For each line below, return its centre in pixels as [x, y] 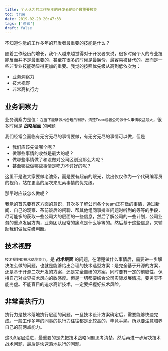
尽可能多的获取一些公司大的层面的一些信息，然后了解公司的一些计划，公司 [82, 216]
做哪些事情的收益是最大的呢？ [43, 153]
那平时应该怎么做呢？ [27, 193]
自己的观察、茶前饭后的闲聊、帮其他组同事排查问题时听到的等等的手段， [88, 210]
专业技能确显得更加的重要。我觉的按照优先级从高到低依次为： [77, 66]
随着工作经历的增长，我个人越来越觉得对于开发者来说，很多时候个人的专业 [82, 54]
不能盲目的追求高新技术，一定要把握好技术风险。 [73, 284]
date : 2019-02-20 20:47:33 [33, 19]
